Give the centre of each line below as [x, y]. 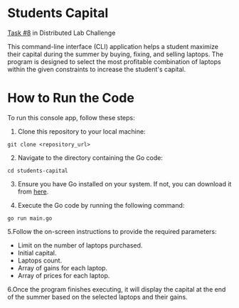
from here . [33, 191]
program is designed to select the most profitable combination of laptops [115, 61]
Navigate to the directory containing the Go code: [90, 157]
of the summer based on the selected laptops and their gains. [97, 297]
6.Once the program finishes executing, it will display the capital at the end [117, 289]
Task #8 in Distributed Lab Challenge [62, 33]
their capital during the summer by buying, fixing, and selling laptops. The [116, 54]
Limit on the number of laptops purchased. [80, 245]
